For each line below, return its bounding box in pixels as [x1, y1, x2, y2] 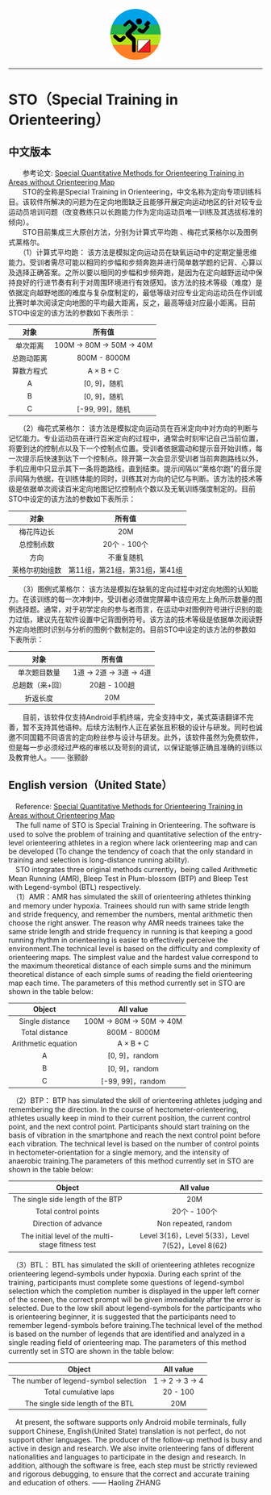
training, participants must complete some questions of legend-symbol [8, 1278, 244, 1288]
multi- [93, 1231, 115, 1241]
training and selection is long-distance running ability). [8, 854, 190, 864]
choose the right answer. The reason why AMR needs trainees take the [8, 917, 244, 928]
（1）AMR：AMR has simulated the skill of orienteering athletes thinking [15, 892, 252, 901]
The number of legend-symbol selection [11, 1376, 147, 1386]
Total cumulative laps [44, 1387, 115, 1397]
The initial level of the [20, 1231, 92, 1241]
